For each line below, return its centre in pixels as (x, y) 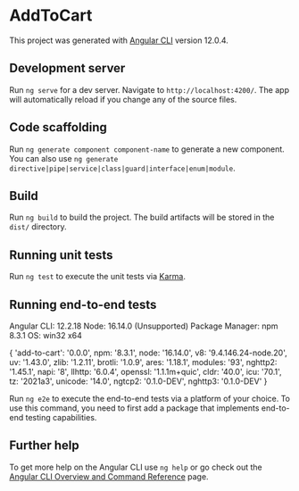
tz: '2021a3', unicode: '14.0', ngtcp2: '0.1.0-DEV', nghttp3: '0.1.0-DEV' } (138, 381)
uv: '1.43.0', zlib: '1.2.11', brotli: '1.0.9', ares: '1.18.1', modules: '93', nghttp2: (143, 362)
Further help (45, 446)
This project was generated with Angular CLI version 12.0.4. (119, 40)
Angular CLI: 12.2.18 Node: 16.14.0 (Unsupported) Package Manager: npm (144, 326)
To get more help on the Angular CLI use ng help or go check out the (136, 467)
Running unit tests (61, 255)
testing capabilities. (61, 417)
